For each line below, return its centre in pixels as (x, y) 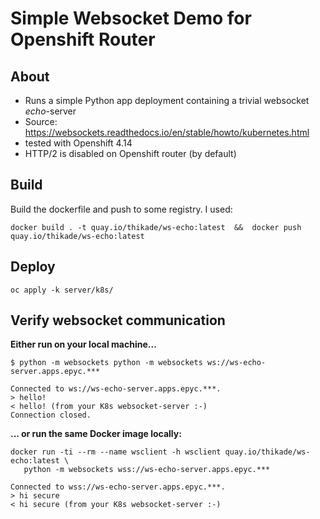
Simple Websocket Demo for (131, 18)
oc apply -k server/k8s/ (62, 290)
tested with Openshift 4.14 (78, 143)
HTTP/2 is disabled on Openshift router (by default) (130, 153)
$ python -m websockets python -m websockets (106, 363)
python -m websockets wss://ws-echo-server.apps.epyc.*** (147, 470)
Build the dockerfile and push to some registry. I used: (121, 209)
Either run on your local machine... (83, 344)
